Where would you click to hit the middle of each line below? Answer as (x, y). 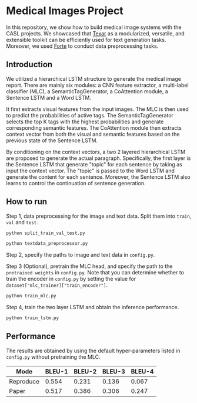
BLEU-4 (142, 371)
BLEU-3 (113, 371)
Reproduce (24, 381)
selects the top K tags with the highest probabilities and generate (85, 122)
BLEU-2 (85, 371)
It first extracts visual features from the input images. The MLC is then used (98, 109)
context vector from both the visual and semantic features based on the (93, 134)
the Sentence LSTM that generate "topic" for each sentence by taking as (94, 164)
